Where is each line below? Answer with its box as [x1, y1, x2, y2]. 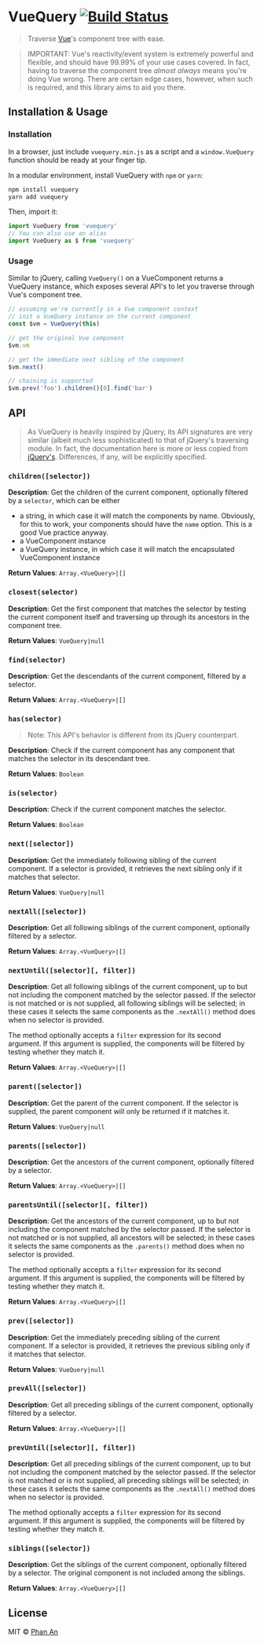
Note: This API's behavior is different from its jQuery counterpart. [27, 730, 239, 740]
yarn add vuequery [8, 193, 68, 200]
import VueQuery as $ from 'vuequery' [8, 237, 135, 245]
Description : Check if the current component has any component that [8, 745, 235, 755]
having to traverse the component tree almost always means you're [27, 65, 247, 75]
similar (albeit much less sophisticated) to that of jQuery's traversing [27, 435, 249, 444]
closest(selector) [8, 588, 79, 597]
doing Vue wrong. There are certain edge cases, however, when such [27, 74, 254, 83]
